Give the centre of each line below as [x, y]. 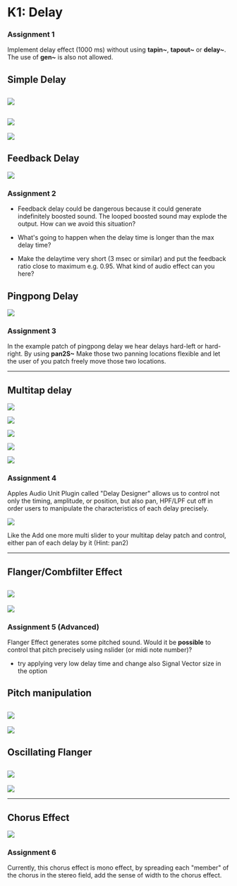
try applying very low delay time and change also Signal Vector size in [119, 663]
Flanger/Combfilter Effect [65, 572]
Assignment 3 [32, 331]
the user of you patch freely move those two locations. [87, 361]
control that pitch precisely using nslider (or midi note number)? [100, 649]
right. [15, 354]
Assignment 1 [31, 35]
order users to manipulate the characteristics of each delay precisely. [108, 508]
